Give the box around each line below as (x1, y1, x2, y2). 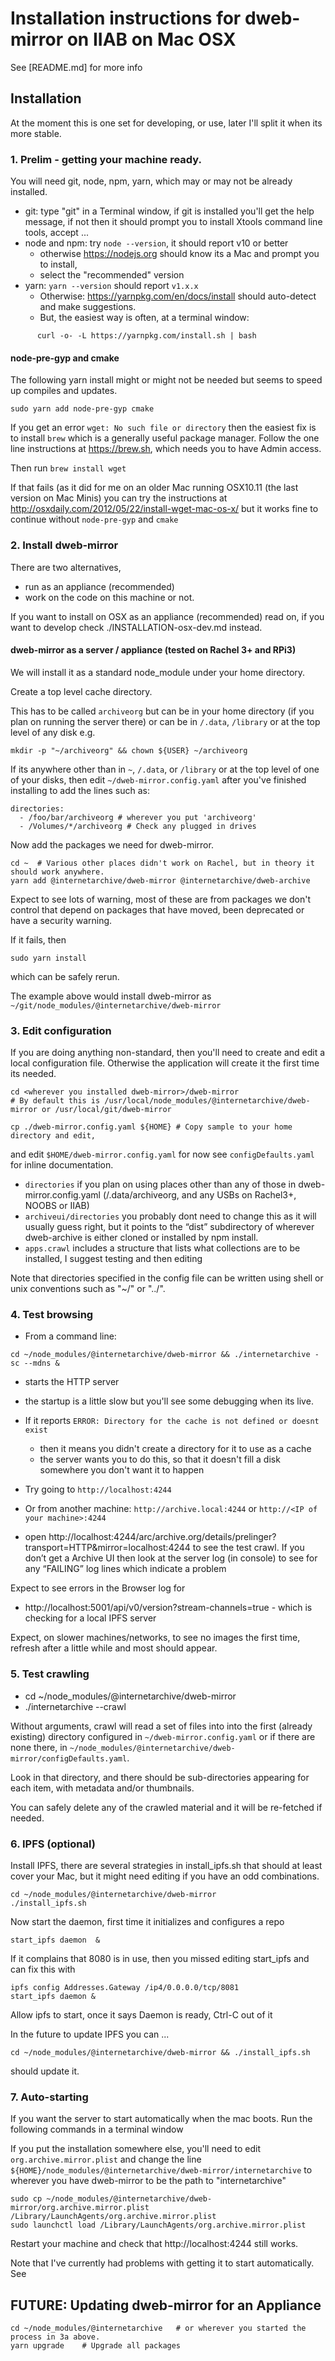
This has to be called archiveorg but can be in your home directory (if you (10, 705, 315, 717)
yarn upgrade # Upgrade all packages (10, 2341, 182, 2351)
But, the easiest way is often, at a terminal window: (39, 312, 250, 324)
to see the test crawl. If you (192, 1542, 305, 1554)
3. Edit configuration (10, 1023, 112, 1037)
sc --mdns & (10, 1358, 60, 1369)
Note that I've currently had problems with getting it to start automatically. (10, 2257, 315, 2269)
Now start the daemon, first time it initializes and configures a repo (10, 1915, 285, 1927)
